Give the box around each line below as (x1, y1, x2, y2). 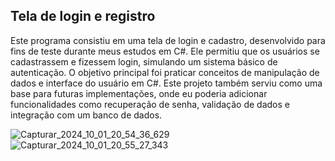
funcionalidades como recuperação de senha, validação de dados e (10, 98, 290, 110)
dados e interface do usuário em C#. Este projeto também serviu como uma (10, 77, 323, 89)
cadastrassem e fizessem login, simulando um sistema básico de (10, 55, 278, 68)
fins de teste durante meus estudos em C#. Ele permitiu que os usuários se (10, 45, 320, 57)
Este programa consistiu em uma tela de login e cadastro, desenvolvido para (10, 34, 326, 46)
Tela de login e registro (10, 8, 156, 25)
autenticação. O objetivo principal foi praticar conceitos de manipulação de (10, 66, 320, 78)
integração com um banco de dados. (10, 109, 163, 121)
